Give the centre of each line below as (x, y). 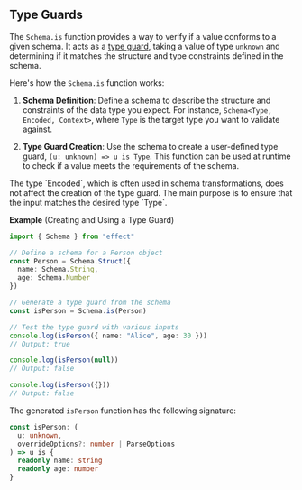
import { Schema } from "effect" (72, 236)
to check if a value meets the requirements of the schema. (131, 165)
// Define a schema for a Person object (87, 253)
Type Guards (46, 15)
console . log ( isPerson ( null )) (64, 360)
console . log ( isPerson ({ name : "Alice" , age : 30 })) (108, 336)
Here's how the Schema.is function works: (87, 83)
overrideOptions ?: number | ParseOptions (96, 444)
